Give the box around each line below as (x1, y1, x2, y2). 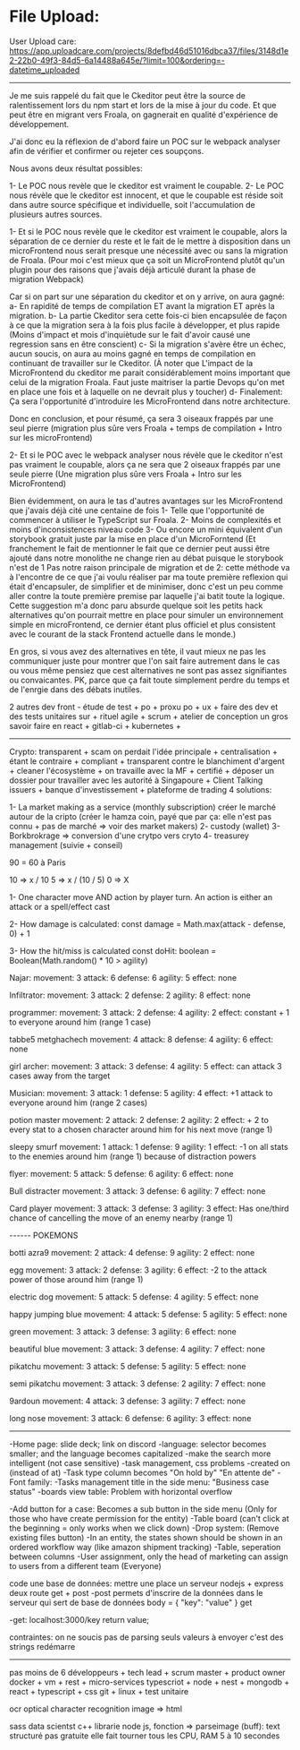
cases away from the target (9, 1070, 111, 1081)
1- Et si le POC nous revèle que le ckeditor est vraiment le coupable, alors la (9, 226, 287, 236)
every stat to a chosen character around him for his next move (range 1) (9, 1124, 273, 1135)
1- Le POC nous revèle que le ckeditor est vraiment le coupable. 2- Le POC (9, 180, 284, 191)
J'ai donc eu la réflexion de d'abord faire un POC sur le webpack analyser (9, 136, 281, 147)
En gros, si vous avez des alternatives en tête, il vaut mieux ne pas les (9, 646, 266, 656)
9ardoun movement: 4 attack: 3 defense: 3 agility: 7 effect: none (9, 1395, 246, 1406)
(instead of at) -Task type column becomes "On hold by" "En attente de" (9, 1467, 276, 1478)
